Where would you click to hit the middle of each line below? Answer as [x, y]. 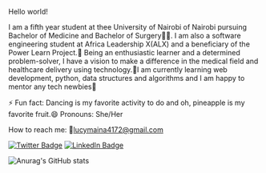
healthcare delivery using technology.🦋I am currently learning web [118, 70]
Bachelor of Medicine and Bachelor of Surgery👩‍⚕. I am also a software [125, 36]
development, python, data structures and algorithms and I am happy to [127, 78]
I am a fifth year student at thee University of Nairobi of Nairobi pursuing [127, 27]
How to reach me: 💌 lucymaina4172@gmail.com [86, 130]
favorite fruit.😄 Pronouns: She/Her [66, 114]
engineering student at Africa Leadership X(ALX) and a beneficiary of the [129, 44]
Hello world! [28, 12]
